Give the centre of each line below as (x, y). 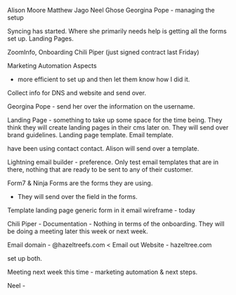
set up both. (25, 258)
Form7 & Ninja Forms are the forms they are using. (80, 183)
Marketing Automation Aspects (52, 66)
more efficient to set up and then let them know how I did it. (104, 79)
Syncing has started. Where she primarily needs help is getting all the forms (117, 31)
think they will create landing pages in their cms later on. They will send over (118, 128)
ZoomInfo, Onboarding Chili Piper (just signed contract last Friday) (103, 52)
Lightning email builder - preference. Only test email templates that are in (113, 162)
